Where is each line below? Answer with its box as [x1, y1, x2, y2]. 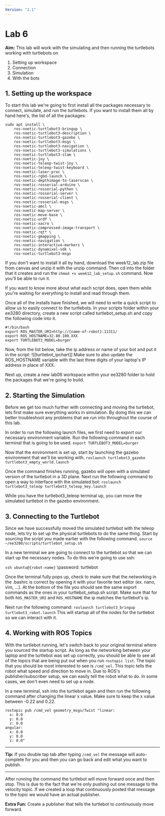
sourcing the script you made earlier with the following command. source [5, 536, 153, 541]
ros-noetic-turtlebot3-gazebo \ [14, 135, 80, 140]
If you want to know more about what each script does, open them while [5, 285, 152, 291]
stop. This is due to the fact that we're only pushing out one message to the [5, 781, 158, 787]
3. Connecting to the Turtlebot [5, 512, 100, 521]
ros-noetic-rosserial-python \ [14, 187, 78, 192]
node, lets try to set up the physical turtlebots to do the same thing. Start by [5, 530, 158, 536]
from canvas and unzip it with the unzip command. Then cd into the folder [5, 265, 155, 271]
